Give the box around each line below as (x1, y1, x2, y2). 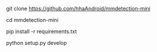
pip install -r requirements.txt (6, 28, 77, 35)
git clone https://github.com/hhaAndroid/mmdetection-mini (6, 5, 151, 12)
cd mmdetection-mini (6, 17, 59, 23)
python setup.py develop (6, 40, 67, 46)
